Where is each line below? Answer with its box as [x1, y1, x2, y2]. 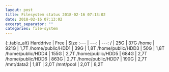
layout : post [5, 7, 33, 13]
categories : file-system [5, 26, 58, 31]
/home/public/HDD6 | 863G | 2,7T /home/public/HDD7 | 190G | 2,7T [5, 56, 148, 62]
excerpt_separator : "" [5, 21, 53, 27]
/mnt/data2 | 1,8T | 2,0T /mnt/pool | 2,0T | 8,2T [5, 61, 103, 67]
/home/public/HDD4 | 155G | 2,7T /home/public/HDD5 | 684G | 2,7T [5, 51, 148, 57]
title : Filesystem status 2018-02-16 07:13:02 [5, 12, 106, 17]
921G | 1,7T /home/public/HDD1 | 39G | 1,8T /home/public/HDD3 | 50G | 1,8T [5, 45, 165, 51]
